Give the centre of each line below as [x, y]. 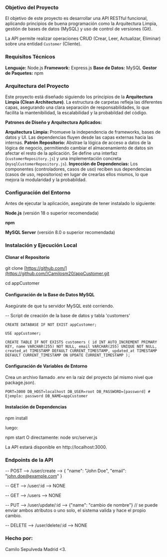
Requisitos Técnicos [30, 57]
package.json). [20, 382]
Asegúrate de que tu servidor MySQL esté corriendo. [60, 306]
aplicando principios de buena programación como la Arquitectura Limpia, [81, 23]
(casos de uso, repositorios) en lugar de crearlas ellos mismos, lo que [77, 174]
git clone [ [15, 268]
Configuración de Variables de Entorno [46, 366]
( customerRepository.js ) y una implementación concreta [63, 158]
